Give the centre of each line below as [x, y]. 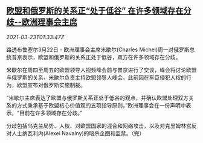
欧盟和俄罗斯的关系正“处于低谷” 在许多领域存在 [95, 11]
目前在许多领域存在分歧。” [51, 113]
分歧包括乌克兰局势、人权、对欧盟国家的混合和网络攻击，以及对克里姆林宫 [99, 126]
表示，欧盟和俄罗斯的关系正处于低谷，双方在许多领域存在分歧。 [101, 57]
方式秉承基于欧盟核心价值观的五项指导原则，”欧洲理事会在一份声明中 [101, 105]
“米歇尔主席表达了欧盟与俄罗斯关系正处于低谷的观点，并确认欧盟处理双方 [98, 98]
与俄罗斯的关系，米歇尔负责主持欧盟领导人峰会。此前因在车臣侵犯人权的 [96, 77]
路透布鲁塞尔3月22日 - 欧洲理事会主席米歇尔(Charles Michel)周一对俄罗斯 [98, 49]
